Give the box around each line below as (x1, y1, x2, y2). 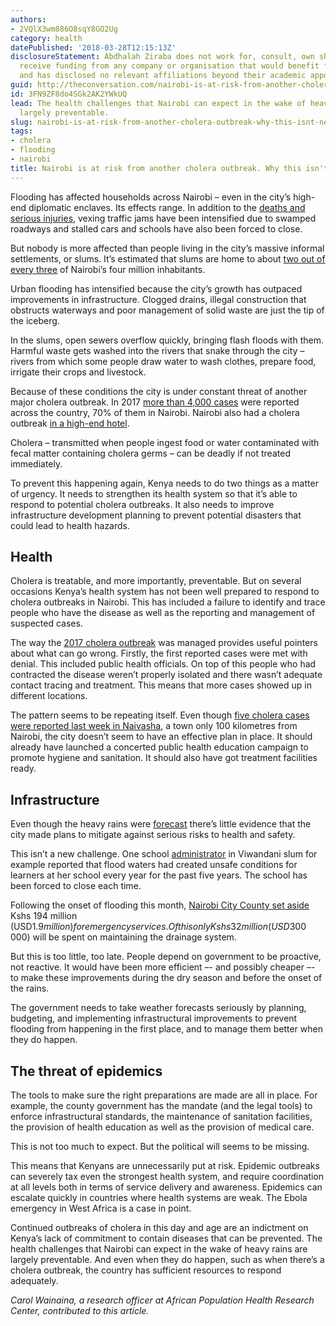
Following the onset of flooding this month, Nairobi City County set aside (10, 899, 310, 911)
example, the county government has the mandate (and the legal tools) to (10, 1100, 313, 1112)
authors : (10, 14, 47, 25)
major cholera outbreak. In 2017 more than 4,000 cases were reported (10, 396, 300, 408)
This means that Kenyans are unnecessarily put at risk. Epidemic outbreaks (10, 1160, 320, 1172)
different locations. (10, 690, 88, 702)
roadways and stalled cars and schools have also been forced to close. (10, 222, 303, 235)
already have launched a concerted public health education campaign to (10, 741, 309, 753)
